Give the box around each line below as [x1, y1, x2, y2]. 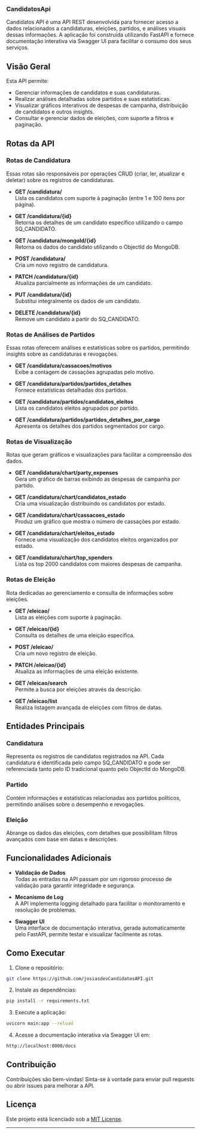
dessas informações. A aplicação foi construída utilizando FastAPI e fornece [6, 31, 194, 38]
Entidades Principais [6, 721, 85, 731]
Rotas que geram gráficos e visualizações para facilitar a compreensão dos [6, 451, 193, 459]
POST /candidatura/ [14, 255, 66, 262]
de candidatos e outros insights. [14, 108, 95, 115]
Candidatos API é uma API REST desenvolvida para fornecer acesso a [6, 19, 178, 26]
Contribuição [6, 1059, 57, 1070]
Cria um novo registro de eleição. [14, 650, 98, 657]
